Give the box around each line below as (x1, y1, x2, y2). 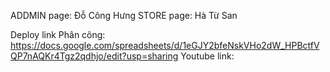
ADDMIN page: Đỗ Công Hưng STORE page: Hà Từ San (10, 10, 238, 21)
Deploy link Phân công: (10, 29, 106, 40)
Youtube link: (180, 50, 235, 62)
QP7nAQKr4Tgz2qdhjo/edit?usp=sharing (10, 50, 179, 62)
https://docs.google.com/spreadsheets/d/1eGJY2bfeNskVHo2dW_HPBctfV (10, 40, 320, 51)
